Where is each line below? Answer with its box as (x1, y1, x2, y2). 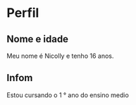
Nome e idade (6, 33, 68, 45)
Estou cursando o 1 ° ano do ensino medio (6, 90, 130, 99)
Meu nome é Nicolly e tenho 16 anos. (6, 51, 114, 60)
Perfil (6, 5, 39, 21)
